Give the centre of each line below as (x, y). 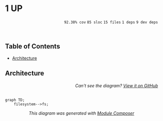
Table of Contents (33, 46)
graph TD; (15, 100)
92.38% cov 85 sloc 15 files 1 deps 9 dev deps (111, 22)
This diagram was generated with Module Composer (81, 113)
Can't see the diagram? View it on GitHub (116, 86)
